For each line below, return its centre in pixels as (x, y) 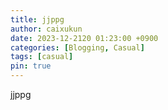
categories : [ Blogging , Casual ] (77, 47)
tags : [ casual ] (42, 57)
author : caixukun (46, 29)
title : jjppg (37, 19)
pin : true (31, 66)
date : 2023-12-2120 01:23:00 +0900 (84, 38)
